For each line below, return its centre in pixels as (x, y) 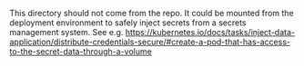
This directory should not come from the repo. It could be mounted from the (152, 13)
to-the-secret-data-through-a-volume (81, 52)
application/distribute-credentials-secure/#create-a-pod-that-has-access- (150, 42)
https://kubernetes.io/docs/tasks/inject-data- (210, 32)
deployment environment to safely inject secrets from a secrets (128, 23)
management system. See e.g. (66, 32)
